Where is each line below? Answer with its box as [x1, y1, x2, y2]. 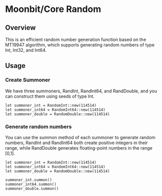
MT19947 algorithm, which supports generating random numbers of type [5, 42, 155, 48]
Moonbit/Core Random [5, 3, 101, 15]
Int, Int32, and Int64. [5, 47, 47, 53]
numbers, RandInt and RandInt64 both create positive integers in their [5, 140, 148, 146]
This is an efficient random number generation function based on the [5, 36, 147, 42]
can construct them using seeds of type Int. [5, 93, 95, 99]
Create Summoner [5, 76, 51, 83]
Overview [5, 23, 36, 32]
